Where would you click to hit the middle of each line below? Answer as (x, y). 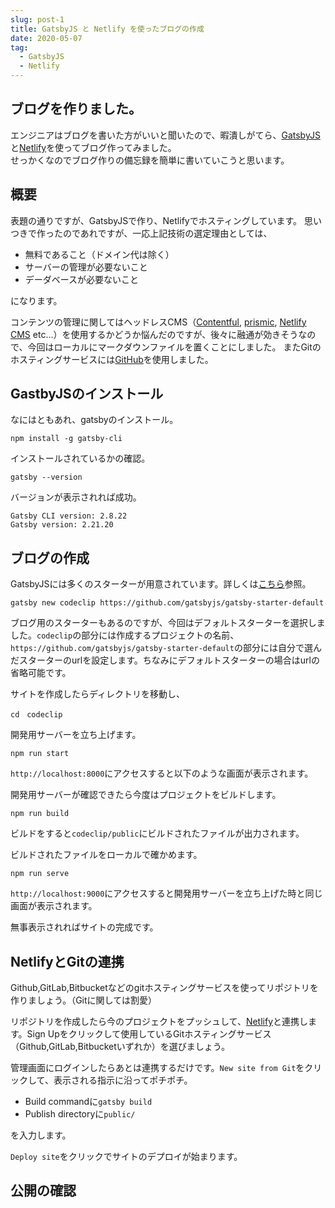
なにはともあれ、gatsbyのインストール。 (94, 420)
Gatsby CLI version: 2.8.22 (69, 516)
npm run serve (40, 874)
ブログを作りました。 (76, 109)
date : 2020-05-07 (46, 38)
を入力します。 (41, 1135)
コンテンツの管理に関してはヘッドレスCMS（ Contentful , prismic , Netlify (158, 322)
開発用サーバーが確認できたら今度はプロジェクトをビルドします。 (146, 795)
